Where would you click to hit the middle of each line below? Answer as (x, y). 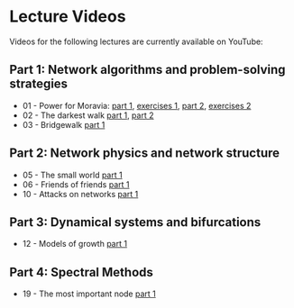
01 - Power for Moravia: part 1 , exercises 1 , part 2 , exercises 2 (137, 105)
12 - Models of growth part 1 (75, 244)
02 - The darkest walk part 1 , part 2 (88, 115)
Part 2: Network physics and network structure (145, 154)
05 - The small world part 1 (73, 175)
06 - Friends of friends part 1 (76, 184)
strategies (39, 84)
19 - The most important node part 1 (89, 294)
